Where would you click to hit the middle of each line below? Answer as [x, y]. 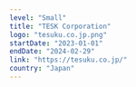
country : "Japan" [42, 69]
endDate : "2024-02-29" [52, 52]
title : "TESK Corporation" [60, 26]
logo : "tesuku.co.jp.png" [58, 34]
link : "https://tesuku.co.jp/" [68, 60]
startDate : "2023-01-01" [56, 43]
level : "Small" [38, 18]
